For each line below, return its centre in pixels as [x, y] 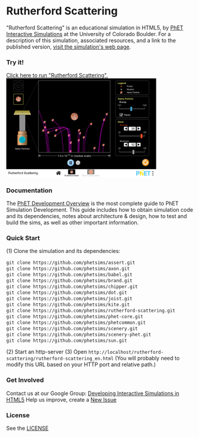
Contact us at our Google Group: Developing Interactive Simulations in [93, 393]
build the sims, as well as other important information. [73, 222]
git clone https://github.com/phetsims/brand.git [70, 281]
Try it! [15, 62]
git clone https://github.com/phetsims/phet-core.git [75, 317]
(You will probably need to [147, 358]
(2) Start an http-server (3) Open [47, 352]
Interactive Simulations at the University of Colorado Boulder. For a [88, 34]
